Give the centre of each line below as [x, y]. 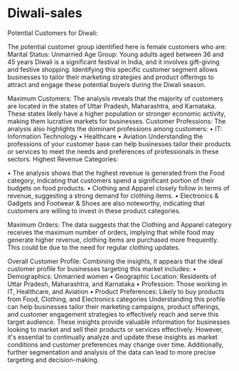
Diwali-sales [45, 13]
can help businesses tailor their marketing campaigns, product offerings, [114, 306]
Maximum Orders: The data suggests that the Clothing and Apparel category [120, 224]
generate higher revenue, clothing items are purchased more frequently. [113, 240]
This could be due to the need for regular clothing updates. [94, 247]
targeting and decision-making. [53, 360]
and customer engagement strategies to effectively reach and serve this [113, 314]
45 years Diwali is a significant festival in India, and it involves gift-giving [113, 61]
